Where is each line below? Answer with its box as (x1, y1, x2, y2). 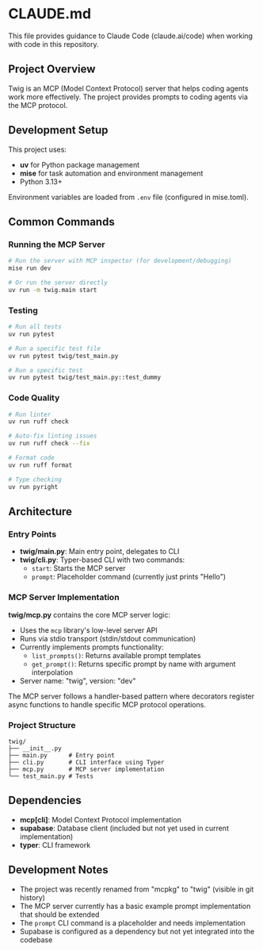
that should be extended (19, 910, 100, 919)
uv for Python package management (19, 160, 140, 169)
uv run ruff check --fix (8, 440, 90, 448)
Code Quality (8, 392, 60, 403)
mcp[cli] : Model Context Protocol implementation (19, 814, 182, 824)
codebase (19, 934, 53, 945)
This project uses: (8, 144, 67, 154)
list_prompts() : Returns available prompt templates (31, 650, 201, 660)
